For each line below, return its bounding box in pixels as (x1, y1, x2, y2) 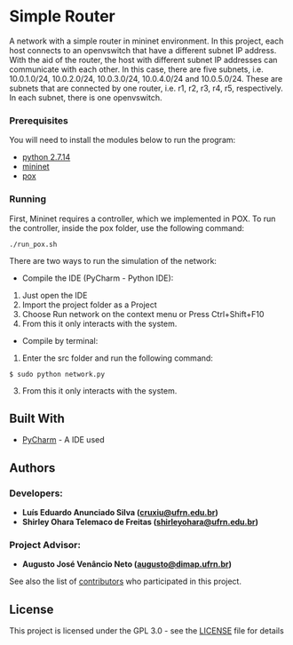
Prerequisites (9, 114, 68, 126)
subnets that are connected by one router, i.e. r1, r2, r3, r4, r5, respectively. (9, 83, 284, 93)
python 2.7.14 (21, 152, 71, 163)
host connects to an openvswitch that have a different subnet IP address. (9, 44, 277, 55)
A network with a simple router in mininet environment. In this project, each (9, 36, 284, 46)
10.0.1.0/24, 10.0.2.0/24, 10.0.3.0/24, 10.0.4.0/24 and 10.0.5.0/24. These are (9, 73, 283, 84)
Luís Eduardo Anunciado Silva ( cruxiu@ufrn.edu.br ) (21, 507, 219, 518)
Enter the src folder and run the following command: (21, 353, 213, 363)
